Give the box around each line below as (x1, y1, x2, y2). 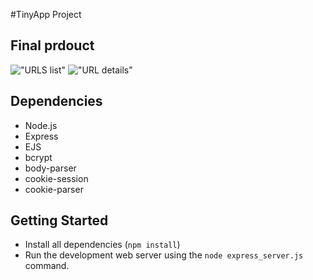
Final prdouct (10, 37, 95, 54)
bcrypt (24, 151, 53, 163)
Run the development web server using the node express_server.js (24, 249, 304, 261)
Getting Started (10, 212, 109, 229)
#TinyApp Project (10, 9, 82, 20)
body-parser (24, 162, 77, 174)
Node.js (24, 119, 58, 131)
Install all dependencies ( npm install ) (24, 239, 181, 251)
